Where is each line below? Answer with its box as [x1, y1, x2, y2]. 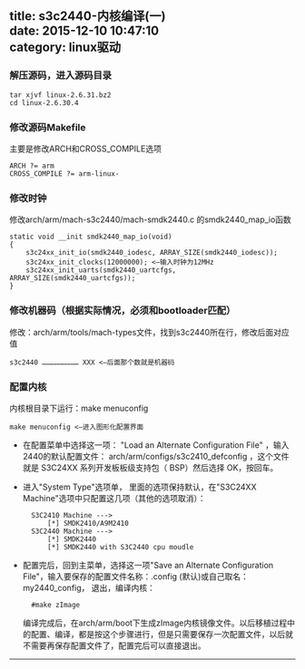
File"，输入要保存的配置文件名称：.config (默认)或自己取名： [22, 570, 250, 582]
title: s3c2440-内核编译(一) [9, 8, 166, 24]
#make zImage [31, 600, 81, 609]
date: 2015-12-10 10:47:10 [9, 24, 160, 39]
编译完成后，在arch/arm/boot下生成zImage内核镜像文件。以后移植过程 [22, 617, 288, 628]
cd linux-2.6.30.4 [9, 98, 79, 107]
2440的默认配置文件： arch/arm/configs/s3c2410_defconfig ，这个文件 [22, 451, 290, 461]
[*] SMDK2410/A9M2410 [46, 519, 129, 528]
